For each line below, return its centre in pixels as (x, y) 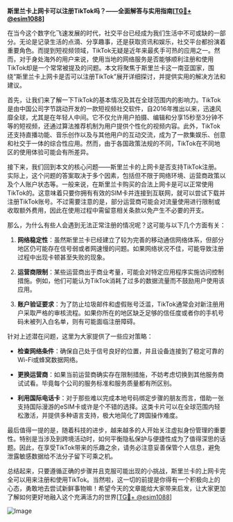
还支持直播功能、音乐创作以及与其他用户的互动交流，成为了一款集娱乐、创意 (116, 134)
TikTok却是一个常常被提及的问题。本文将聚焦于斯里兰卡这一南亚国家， (108, 68)
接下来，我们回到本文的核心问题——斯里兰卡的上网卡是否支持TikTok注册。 (114, 167)
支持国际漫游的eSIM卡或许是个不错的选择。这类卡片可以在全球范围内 (116, 407)
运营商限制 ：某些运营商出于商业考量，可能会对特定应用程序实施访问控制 (120, 272)
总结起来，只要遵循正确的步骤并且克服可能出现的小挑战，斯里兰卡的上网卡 (113, 471)
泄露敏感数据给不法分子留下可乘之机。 (62, 456)
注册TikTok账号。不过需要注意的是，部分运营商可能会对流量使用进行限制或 (114, 202)
